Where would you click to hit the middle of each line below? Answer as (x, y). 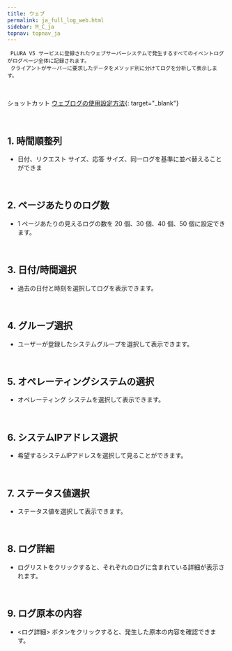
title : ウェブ (26, 14)
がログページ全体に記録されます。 (48, 61)
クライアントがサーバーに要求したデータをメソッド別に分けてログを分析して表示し (111, 68)
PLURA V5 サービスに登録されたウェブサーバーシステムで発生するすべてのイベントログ (117, 54)
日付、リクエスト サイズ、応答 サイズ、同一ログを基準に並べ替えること (119, 159)
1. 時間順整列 (35, 141)
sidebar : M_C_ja (31, 27)
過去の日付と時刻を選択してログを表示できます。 (87, 288)
